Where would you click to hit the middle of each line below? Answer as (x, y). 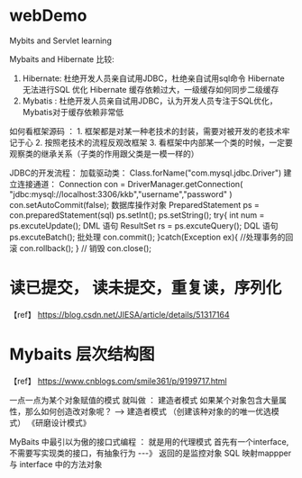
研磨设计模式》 (63, 422)
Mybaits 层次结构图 (82, 354)
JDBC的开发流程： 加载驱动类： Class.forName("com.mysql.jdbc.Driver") (146, 173)
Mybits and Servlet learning (61, 41)
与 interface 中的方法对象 (56, 464)
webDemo (48, 16)
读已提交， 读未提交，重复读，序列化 (146, 288)
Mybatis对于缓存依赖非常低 (73, 112)
